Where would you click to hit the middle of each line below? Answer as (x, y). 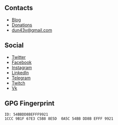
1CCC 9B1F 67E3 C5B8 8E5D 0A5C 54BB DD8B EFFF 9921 (59, 119)
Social (14, 45)
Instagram (22, 67)
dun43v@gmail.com (32, 30)
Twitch (18, 83)
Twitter (19, 57)
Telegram (21, 78)
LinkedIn (20, 72)
